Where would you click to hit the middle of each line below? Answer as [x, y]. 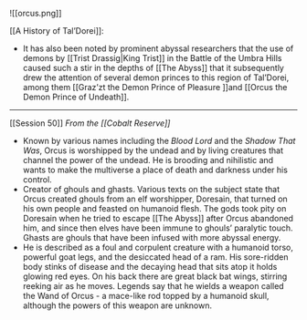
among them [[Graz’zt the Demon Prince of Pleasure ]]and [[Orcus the [155, 87]
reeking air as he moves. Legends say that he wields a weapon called [153, 286]
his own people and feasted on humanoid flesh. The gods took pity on [154, 208]
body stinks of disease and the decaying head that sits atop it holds [150, 267]
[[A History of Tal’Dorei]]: [57, 31]
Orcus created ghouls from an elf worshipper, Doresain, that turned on [155, 199]
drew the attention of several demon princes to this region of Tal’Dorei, [156, 77]
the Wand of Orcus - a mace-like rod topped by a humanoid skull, [146, 296]
